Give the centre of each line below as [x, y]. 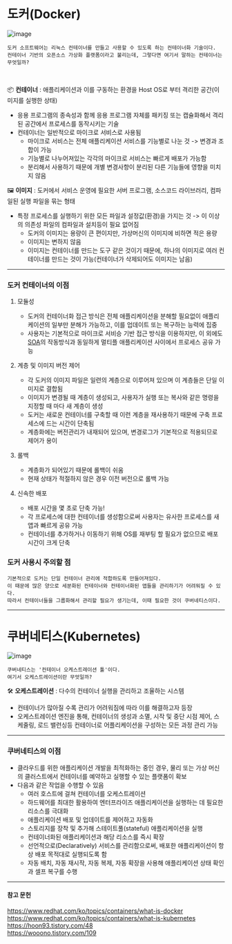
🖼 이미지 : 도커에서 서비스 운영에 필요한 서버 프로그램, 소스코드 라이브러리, [108, 190]
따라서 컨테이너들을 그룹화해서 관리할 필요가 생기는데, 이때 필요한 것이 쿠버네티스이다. [114, 600]
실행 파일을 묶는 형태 [48, 201]
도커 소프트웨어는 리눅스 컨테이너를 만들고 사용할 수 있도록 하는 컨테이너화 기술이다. [112, 48]
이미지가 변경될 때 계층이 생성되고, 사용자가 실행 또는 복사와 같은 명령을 [123, 398]
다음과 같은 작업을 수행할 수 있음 [60, 785]
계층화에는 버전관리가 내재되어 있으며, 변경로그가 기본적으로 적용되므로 [123, 432]
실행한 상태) [41, 100]
